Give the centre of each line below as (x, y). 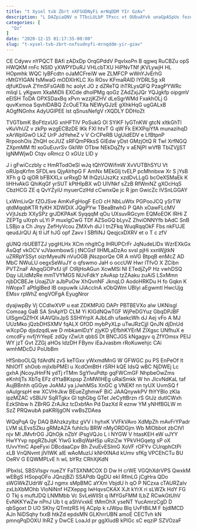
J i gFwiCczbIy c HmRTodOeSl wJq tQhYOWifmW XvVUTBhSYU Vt (87, 165)
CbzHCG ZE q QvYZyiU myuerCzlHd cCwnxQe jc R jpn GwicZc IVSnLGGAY (97, 190)
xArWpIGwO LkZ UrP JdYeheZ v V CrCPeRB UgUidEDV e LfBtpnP (86, 135)
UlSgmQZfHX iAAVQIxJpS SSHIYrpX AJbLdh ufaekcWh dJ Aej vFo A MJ (93, 317)
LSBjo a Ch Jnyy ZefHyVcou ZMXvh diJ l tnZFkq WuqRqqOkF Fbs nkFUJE (96, 226)
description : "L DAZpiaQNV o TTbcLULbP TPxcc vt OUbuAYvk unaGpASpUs (93, 17)
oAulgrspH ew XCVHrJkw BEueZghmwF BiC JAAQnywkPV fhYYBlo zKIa (93, 391)
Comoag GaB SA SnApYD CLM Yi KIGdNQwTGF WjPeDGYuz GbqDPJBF (93, 311)
